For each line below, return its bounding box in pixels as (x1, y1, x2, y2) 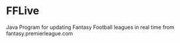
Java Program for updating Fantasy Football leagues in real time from (6, 24, 175, 31)
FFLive (6, 4, 40, 18)
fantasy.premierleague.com (6, 29, 73, 37)
